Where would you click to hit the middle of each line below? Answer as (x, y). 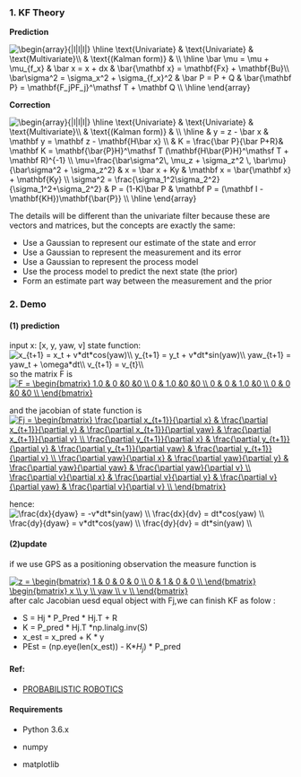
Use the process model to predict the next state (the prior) (130, 272)
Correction (30, 105)
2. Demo (28, 304)
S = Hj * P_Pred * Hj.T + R (70, 617)
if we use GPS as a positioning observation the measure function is (133, 563)
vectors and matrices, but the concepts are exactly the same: (122, 225)
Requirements (36, 710)
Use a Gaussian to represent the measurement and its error (132, 252)
